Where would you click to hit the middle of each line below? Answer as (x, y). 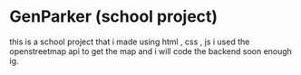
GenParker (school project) (114, 17)
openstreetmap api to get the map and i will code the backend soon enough (151, 51)
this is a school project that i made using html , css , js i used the (130, 42)
